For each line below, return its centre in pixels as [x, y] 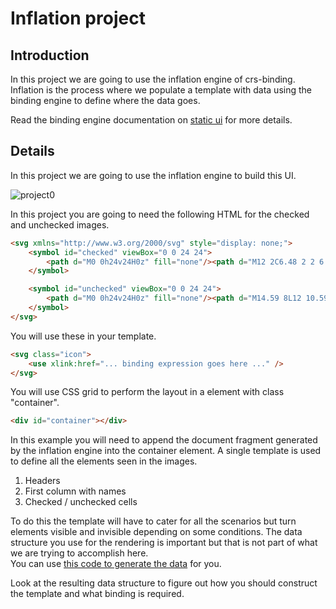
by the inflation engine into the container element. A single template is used [166, 451]
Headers [42, 481]
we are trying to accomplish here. [79, 553]
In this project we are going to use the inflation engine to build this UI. [153, 175]
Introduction [50, 55]
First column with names [75, 491]
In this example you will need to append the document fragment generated [164, 440]
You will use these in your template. [83, 336]
